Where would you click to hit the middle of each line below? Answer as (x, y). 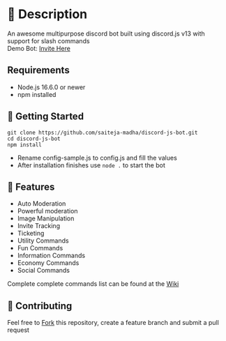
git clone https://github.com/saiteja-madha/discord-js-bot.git (103, 132)
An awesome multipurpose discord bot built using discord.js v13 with (106, 33)
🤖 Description (47, 14)
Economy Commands (48, 263)
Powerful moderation (47, 211)
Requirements (38, 70)
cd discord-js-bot (34, 139)
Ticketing (31, 234)
